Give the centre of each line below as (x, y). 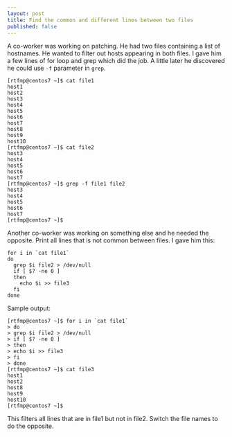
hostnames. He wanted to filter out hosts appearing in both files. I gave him (114, 53)
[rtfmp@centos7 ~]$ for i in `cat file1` (68, 321)
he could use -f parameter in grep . (56, 68)
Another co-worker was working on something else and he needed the (108, 233)
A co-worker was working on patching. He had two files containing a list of (114, 46)
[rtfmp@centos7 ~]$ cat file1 (51, 81)
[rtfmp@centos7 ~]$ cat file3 (51, 370)
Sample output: (29, 308)
